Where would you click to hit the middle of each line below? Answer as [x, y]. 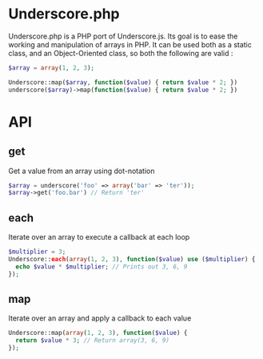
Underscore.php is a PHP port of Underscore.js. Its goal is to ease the [123, 36]
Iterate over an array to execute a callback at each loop [99, 237]
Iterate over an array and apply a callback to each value [100, 318]
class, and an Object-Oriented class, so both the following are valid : [121, 53]
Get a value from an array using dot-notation [82, 171]
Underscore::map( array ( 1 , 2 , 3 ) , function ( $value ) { [98, 333]
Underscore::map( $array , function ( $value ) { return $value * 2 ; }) [123, 82]
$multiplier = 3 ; [37, 252]
